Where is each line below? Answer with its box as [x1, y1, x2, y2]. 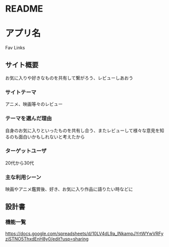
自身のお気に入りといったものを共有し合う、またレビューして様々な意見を [5, 127, 160, 134]
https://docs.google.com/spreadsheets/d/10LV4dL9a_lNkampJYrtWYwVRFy [5, 230, 164, 236]
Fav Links [5, 45, 25, 51]
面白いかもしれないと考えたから [18, 134, 85, 140]
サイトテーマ [5, 89, 37, 96]
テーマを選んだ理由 [5, 115, 52, 122]
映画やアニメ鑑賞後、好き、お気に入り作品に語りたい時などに [5, 186, 133, 192]
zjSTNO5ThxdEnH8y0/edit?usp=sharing [5, 235, 89, 242]
